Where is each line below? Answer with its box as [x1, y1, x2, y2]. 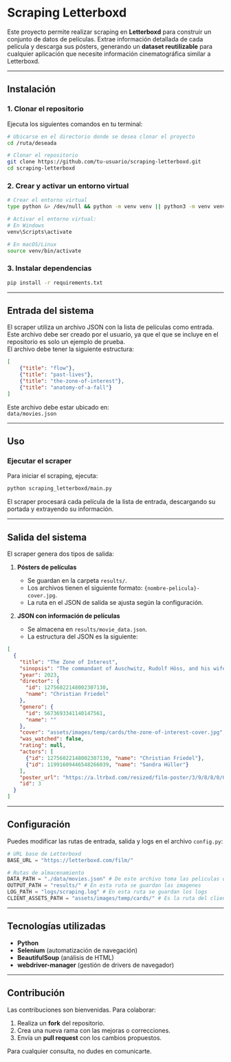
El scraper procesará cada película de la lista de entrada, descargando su [7, 498, 216, 506]
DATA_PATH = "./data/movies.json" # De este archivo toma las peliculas [7, 876, 220, 883]
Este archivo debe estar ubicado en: [7, 403, 110, 411]
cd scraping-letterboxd [7, 165, 76, 172]
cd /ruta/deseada [7, 139, 57, 146]
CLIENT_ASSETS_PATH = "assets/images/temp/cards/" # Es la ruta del [7, 895, 208, 902]
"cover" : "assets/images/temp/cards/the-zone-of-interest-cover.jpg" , [19, 729, 226, 736]
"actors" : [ [19, 748, 54, 756]
